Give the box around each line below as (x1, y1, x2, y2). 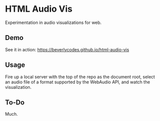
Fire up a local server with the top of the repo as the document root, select (5, 74, 155, 80)
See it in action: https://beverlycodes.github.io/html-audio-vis (5, 46, 130, 52)
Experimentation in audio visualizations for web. (5, 20, 102, 25)
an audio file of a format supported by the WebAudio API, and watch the (5, 79, 150, 85)
